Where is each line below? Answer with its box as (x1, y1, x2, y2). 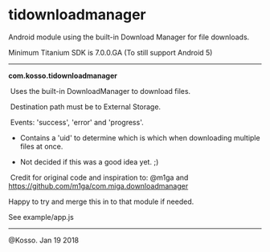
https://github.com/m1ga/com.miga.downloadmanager (8, 181, 189, 190)
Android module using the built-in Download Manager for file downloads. (8, 32, 250, 42)
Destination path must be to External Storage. (10, 102, 162, 112)
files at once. (19, 141, 63, 151)
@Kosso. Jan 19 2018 (8, 235, 80, 245)
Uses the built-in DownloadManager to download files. (10, 86, 191, 96)
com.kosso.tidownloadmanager (8, 71, 118, 80)
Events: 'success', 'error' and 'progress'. (10, 117, 144, 127)
